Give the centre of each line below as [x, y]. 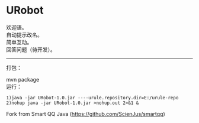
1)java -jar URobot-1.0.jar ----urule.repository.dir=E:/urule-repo [92, 98]
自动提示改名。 [24, 35]
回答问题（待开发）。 [31, 49]
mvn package [23, 79]
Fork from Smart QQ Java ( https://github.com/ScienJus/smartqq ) [86, 114]
